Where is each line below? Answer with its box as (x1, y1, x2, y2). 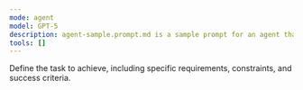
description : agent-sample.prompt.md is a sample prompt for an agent (9, 30, 280, 39)
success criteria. (9, 73, 71, 84)
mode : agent (9, 13, 54, 22)
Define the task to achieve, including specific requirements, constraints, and (9, 63, 292, 74)
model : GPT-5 (9, 22, 59, 31)
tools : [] (9, 38, 47, 48)
